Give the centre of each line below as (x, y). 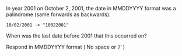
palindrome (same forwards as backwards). (58, 14)
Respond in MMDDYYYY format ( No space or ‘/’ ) (66, 47)
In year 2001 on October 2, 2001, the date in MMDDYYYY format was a (91, 8)
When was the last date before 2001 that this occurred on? (76, 36)
